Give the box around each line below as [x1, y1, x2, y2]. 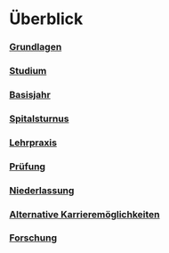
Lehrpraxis [9, 136, 58, 149]
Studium [9, 65, 47, 78]
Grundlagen [9, 41, 62, 53]
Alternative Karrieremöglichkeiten [9, 208, 160, 220]
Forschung [9, 232, 58, 244]
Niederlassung [9, 184, 75, 196]
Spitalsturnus [9, 112, 69, 125]
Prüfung [9, 160, 46, 173]
